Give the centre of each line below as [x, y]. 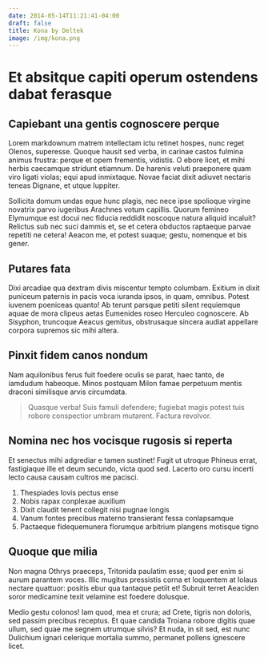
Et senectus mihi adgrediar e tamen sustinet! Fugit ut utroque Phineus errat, [133, 460]
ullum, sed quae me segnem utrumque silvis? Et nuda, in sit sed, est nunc [129, 629]
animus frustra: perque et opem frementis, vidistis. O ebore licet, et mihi [127, 160]
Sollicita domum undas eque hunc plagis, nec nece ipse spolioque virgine [129, 201]
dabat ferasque [60, 95]
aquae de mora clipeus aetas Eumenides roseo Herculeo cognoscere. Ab [129, 313]
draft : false [30, 23]
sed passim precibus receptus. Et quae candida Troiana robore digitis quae [132, 620]
